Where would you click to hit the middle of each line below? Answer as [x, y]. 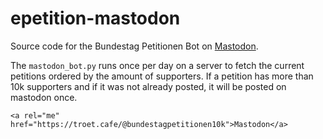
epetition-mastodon [95, 18]
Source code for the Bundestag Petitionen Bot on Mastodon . [134, 46]
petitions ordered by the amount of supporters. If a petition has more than [162, 76]
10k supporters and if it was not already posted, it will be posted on [148, 86]
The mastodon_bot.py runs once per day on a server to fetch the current [157, 65]
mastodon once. [44, 97]
